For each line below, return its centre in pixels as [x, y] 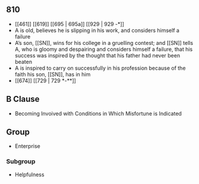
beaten [23, 62]
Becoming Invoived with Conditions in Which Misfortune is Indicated [98, 113]
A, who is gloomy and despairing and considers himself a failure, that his [104, 49]
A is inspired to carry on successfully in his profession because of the [100, 68]
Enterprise [27, 146]
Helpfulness [29, 175]
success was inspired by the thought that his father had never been [97, 55]
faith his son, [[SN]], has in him [53, 74]
